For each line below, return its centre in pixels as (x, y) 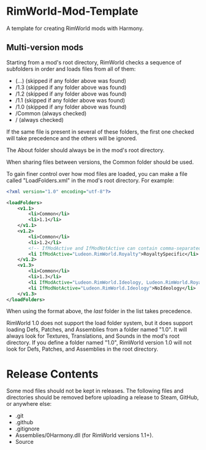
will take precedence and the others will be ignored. (72, 138)
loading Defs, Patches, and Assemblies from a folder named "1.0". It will (97, 330)
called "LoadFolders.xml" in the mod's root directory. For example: (90, 180)
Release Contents (52, 374)
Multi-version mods (45, 48)
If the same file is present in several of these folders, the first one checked (100, 132)
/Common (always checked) (51, 113)
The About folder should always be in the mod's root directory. (86, 150)
